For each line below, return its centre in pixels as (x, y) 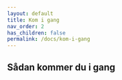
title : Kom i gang (33, 20)
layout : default (30, 13)
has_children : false (37, 33)
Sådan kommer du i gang (61, 67)
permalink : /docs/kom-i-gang (49, 39)
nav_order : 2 (26, 26)
